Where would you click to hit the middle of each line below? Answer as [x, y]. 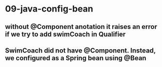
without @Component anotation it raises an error [81, 27]
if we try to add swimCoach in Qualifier [65, 34]
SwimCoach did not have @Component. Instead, [81, 50]
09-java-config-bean [49, 9]
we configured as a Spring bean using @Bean [76, 58]
